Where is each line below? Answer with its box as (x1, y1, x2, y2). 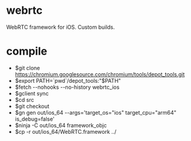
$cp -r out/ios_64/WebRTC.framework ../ (14, 128, 117, 135)
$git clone (14, 64, 40, 71)
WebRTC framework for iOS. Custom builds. (6, 23, 115, 31)
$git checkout (14, 103, 50, 110)
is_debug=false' (14, 115, 55, 122)
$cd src (14, 96, 34, 103)
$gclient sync (14, 89, 49, 97)
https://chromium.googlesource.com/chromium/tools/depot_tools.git (14, 70, 185, 78)
